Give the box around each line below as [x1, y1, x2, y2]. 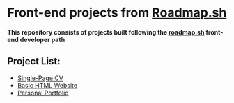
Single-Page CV [17, 74, 64, 82]
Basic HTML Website [17, 81, 78, 89]
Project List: [7, 55, 61, 67]
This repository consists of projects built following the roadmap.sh [7, 28, 205, 36]
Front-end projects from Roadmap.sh [7, 5, 227, 21]
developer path [19, 35, 65, 44]
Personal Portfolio [17, 88, 69, 97]
